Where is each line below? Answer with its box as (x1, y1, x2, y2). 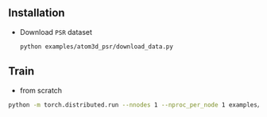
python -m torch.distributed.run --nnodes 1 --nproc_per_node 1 (8, 100, 226, 109)
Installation (8, 6, 65, 20)
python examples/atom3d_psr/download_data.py (19, 43, 173, 51)
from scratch (19, 85, 62, 95)
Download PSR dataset (19, 27, 93, 36)
